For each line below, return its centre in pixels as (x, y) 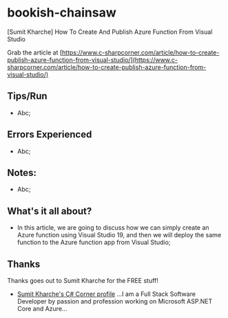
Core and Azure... (42, 309)
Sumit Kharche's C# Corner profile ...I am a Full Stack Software (106, 294)
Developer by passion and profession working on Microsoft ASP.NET (115, 301)
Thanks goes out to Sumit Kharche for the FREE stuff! (83, 280)
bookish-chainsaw (62, 13)
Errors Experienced (50, 135)
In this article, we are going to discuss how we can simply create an (113, 228)
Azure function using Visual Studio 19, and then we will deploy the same (119, 235)
